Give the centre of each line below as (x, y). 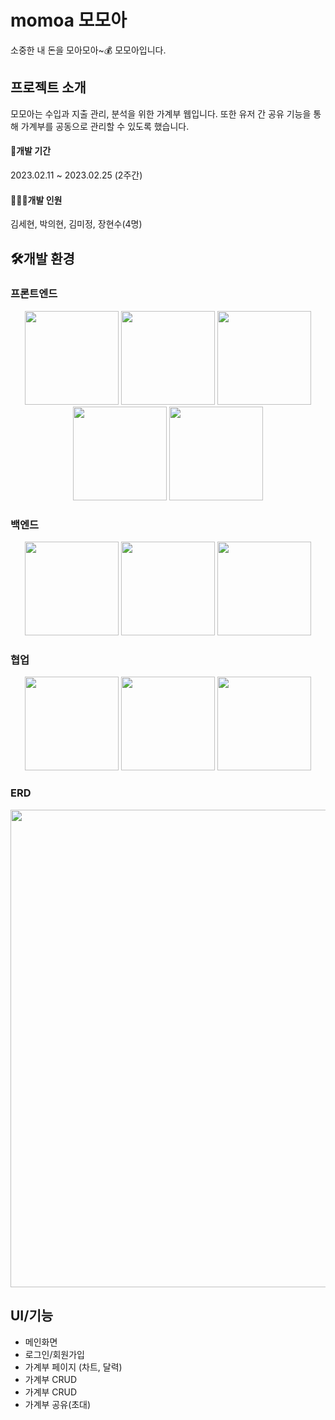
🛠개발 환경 (42, 258)
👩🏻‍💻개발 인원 (36, 200)
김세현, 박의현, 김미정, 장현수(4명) (76, 224)
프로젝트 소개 (48, 87)
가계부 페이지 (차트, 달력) (73, 1367)
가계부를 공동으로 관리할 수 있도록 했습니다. (105, 126)
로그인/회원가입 (55, 1354)
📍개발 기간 (31, 151)
